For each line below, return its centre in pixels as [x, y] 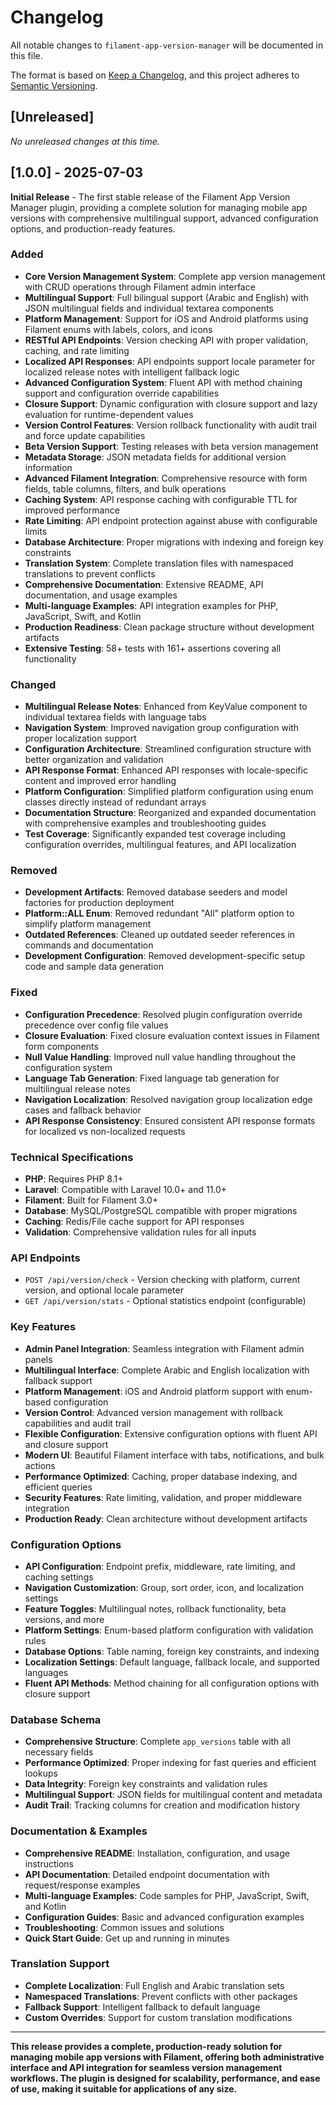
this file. [26, 55]
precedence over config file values [96, 1025]
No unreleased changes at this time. [85, 141]
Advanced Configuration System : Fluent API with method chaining [163, 382]
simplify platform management [88, 924]
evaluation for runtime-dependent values [109, 414]
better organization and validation [94, 760]
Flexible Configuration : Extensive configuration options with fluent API [171, 1433]
